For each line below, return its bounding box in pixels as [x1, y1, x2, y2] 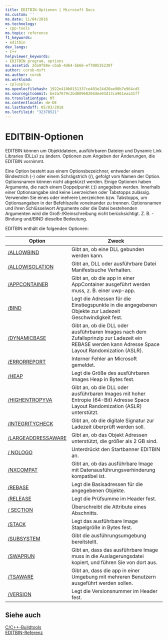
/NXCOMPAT [7, 466, 38, 473]
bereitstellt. [71, 538, 98, 545]
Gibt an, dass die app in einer [71, 567, 140, 574]
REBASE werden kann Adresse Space [71, 340, 160, 347]
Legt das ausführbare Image [71, 517, 138, 524]
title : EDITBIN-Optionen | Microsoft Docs [5, 7, 95, 12]
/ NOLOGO [7, 448, 33, 455]
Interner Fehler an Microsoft [71, 355, 137, 362]
